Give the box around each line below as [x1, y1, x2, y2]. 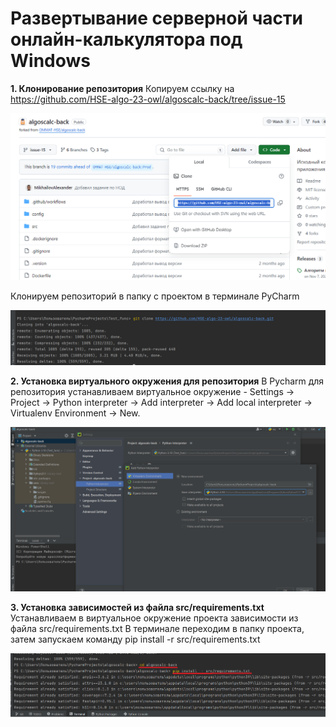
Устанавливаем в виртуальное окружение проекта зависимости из [10, 612, 299, 624]
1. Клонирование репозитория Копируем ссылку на [10, 82, 235, 94]
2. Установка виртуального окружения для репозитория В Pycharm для [10, 375, 325, 387]
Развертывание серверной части [10, 7, 303, 30]
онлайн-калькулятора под [10, 28, 243, 51]
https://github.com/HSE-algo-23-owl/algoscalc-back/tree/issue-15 [10, 93, 286, 105]
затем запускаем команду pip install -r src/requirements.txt [10, 633, 261, 646]
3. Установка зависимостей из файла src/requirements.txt [10, 602, 265, 614]
